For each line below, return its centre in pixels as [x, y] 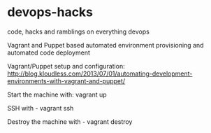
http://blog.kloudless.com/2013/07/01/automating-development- [100, 73]
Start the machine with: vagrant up [57, 94]
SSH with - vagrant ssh [41, 108]
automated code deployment [49, 52]
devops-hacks [50, 12]
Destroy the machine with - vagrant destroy [70, 121]
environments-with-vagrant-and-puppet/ [66, 80]
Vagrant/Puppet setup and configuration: [66, 66]
